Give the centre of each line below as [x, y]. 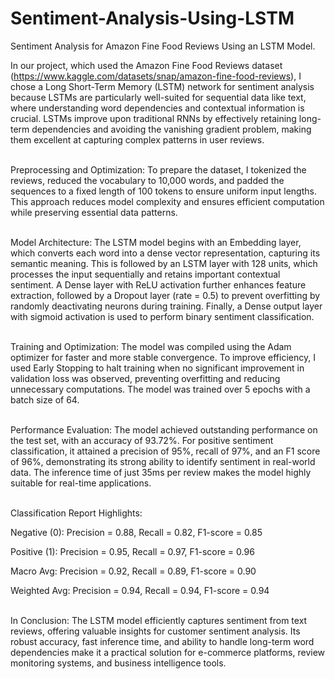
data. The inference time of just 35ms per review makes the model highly [161, 472]
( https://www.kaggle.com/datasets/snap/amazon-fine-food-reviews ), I [156, 76]
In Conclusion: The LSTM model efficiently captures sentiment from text [159, 620]
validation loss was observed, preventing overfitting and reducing [145, 378]
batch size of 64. [45, 399]
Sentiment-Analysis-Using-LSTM [152, 18]
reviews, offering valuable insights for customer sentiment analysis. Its [155, 631]
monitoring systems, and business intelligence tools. [118, 663]
